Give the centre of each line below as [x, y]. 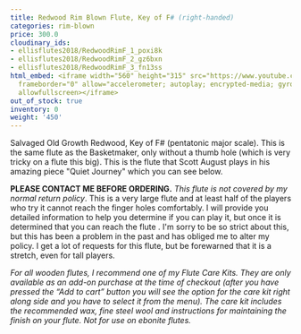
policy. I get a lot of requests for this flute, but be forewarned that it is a [141, 246]
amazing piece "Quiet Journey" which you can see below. [117, 172]
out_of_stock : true [46, 101]
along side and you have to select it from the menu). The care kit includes [146, 302]
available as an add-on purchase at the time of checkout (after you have [145, 282]
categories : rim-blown [52, 26]
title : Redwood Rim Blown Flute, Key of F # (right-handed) [122, 17]
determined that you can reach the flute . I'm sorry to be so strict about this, [150, 227]
